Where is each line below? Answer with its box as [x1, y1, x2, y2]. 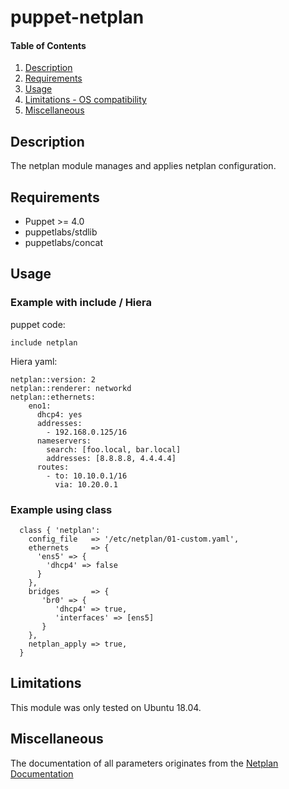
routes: [36, 462, 70, 472]
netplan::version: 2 [10, 374, 97, 385]
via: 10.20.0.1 [54, 479, 118, 490]
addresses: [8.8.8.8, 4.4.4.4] [46, 453, 177, 463]
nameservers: [36, 436, 92, 446]
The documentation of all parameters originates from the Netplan [10, 757, 279, 769]
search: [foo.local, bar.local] [46, 444, 182, 455]
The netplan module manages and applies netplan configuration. [10, 160, 277, 172]
